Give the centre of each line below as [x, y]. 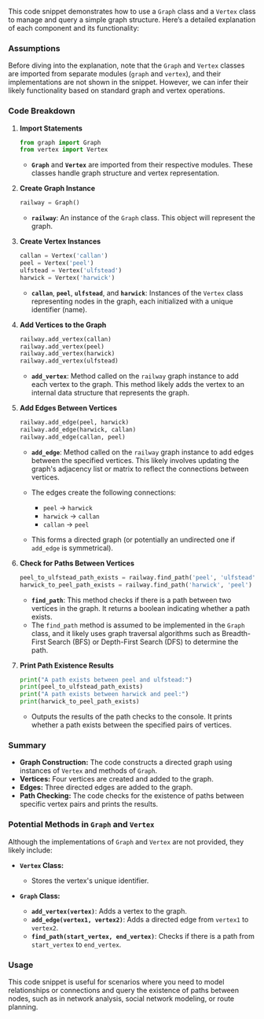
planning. [23, 1006]
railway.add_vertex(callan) [65, 339]
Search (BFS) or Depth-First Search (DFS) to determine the [143, 642]
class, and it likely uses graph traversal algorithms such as [126, 633]
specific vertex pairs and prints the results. [89, 804]
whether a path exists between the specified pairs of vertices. [131, 725]
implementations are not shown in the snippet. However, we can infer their [128, 83]
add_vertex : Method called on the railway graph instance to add [135, 376]
